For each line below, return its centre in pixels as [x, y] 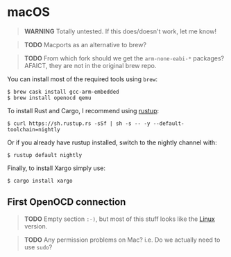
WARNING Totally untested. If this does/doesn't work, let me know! [120, 31]
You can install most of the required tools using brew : [83, 79]
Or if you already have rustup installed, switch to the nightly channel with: [112, 142]
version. [36, 226]
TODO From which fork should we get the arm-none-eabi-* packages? [124, 58]
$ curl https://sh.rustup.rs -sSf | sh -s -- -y [79, 123]
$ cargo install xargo [40, 181]
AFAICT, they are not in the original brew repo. [90, 65]
